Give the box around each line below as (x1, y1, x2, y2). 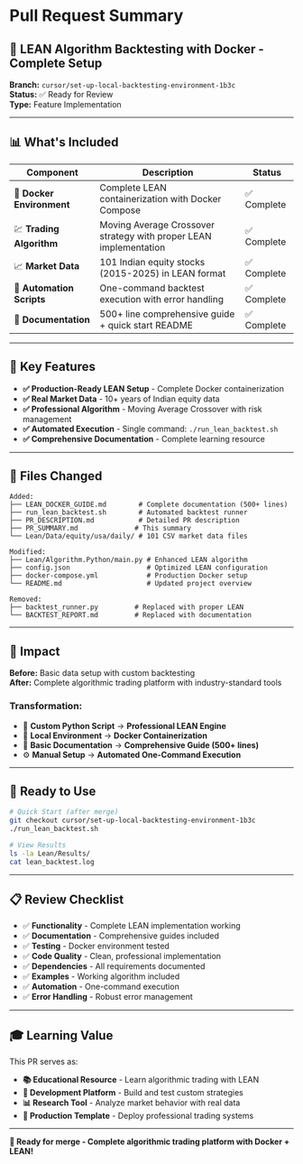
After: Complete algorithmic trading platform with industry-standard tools (9, 678, 282, 688)
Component (26, 166, 78, 179)
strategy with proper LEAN (99, 229, 212, 242)
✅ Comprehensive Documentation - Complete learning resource (22, 433, 266, 444)
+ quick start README (99, 319, 194, 331)
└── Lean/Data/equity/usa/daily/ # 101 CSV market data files (9, 531, 248, 541)
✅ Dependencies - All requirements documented (22, 961, 206, 972)
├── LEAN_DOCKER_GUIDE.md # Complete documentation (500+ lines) (9, 500, 289, 510)
